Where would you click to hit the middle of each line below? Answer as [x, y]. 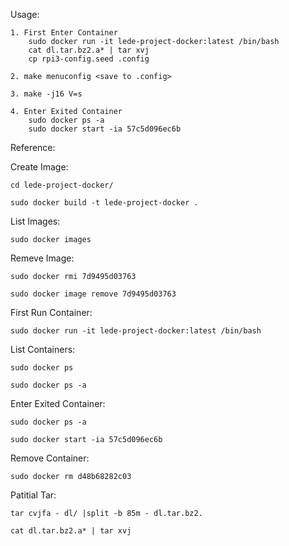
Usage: [25, 14]
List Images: [35, 221]
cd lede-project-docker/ [62, 185]
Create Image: [39, 167]
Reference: [33, 147]
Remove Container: [50, 458]
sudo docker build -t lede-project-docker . [104, 203]
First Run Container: [51, 312]
